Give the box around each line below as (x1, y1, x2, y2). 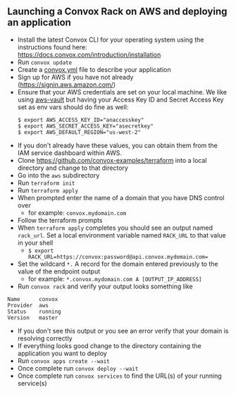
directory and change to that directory (17, 164, 129, 172)
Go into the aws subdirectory (17, 171, 100, 179)
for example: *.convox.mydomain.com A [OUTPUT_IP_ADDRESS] (27, 274, 202, 283)
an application (7, 17, 72, 29)
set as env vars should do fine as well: (17, 102, 129, 111)
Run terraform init (17, 178, 75, 187)
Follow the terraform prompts (17, 216, 103, 224)
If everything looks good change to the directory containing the (17, 341, 202, 350)
